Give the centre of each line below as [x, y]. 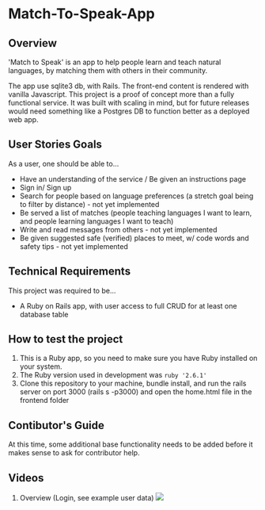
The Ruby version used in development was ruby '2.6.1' [113, 375]
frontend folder [44, 401]
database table [44, 314]
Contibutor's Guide [57, 425]
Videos [26, 478]
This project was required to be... [62, 290]
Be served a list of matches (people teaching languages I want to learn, [136, 213]
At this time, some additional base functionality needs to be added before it [131, 444]
